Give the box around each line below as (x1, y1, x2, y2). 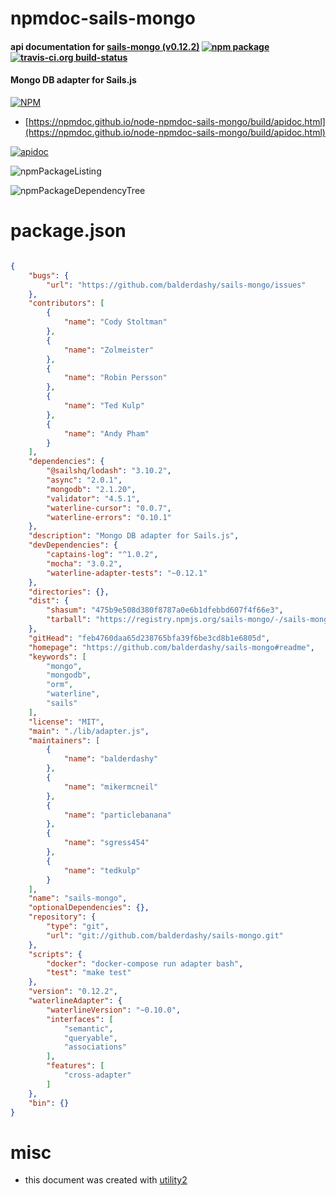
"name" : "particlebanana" (63, 810, 172, 820)
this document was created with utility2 (24, 1174, 188, 1186)
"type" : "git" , (46, 922, 110, 932)
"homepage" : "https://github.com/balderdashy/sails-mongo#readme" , (28, 642, 315, 652)
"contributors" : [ (28, 298, 105, 309)
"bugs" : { (28, 270, 70, 281)
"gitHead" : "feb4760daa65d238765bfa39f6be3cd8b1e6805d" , (28, 633, 271, 643)
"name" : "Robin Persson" (63, 373, 168, 383)
